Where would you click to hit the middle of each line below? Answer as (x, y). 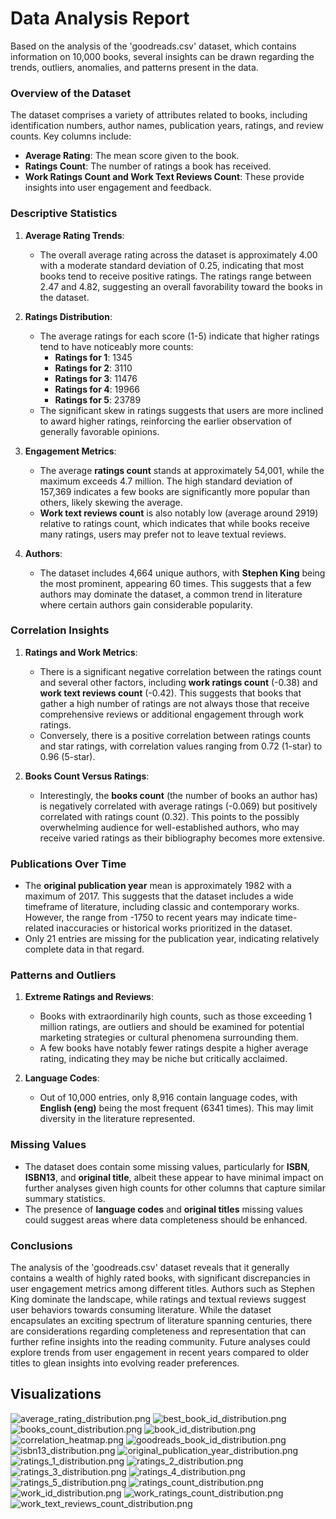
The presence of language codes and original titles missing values (163, 1209)
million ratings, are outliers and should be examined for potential (172, 1027)
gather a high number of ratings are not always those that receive (174, 703)
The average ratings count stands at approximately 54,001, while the (182, 470)
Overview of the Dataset (71, 93)
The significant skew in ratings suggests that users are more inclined (181, 410)
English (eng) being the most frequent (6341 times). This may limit (176, 1108)
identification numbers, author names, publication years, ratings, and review (167, 126)
